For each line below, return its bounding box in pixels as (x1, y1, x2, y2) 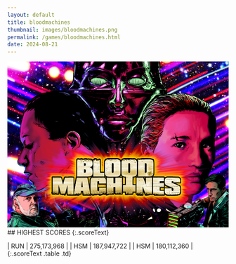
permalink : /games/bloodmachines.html (7, 34, 121, 41)
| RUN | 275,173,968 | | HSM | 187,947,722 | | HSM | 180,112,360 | (7, 242, 193, 251)
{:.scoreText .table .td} (7, 249, 72, 258)
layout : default (7, 11, 55, 18)
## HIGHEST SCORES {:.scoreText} (7, 228, 110, 237)
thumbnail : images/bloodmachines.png (7, 26, 118, 33)
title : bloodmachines (7, 18, 71, 26)
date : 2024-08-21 (7, 41, 58, 48)
